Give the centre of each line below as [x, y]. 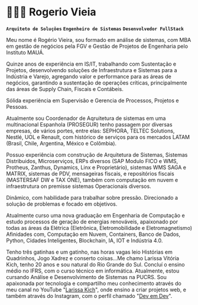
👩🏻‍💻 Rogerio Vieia [51, 12]
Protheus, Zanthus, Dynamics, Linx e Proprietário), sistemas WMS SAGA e [96, 167]
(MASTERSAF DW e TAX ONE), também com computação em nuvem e [92, 180]
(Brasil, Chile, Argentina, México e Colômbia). [61, 143]
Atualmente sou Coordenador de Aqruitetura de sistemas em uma [86, 118]
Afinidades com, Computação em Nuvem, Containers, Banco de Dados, [93, 234]
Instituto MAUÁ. [25, 52]
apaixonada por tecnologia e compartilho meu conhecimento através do [94, 283]
